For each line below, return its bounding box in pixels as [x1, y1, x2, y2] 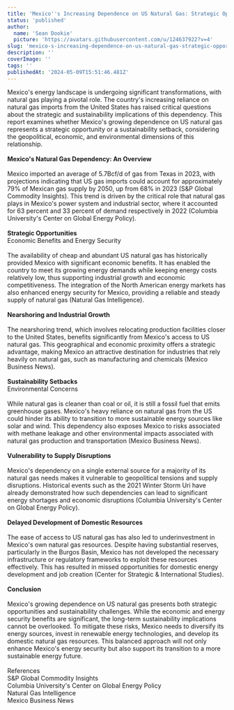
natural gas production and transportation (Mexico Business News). [7, 436, 201, 445]
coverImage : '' [7, 56, 52, 63]
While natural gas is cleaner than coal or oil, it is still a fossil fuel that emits [7, 399, 221, 408]
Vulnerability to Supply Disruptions [7, 451, 111, 459]
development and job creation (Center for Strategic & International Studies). [7, 570, 224, 578]
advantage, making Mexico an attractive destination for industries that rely [7, 347, 221, 356]
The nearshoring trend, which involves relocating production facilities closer [7, 325, 226, 334]
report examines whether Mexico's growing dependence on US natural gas [7, 117, 223, 126]
